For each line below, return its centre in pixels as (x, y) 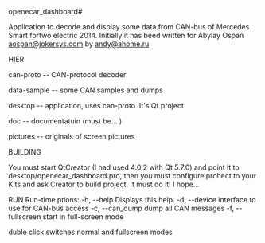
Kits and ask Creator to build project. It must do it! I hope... (104, 184)
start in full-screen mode (83, 217)
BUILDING (25, 152)
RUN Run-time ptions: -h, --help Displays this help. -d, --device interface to (132, 200)
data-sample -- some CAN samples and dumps (86, 90)
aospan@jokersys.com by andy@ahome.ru (79, 44)
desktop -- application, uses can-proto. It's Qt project (96, 106)
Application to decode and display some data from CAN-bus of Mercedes (129, 27)
